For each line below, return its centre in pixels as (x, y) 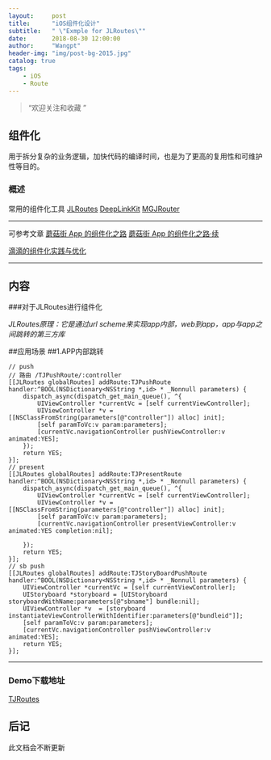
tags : (17, 69)
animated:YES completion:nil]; (61, 531)
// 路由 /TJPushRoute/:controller (65, 376)
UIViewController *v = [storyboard (85, 609)
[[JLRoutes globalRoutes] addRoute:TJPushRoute (90, 382)
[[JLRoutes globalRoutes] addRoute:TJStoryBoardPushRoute (108, 574)
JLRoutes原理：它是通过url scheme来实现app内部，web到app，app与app (132, 324)
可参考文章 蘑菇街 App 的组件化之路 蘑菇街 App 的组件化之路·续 (114, 233)
